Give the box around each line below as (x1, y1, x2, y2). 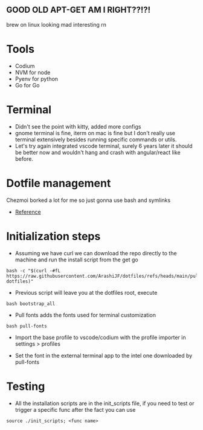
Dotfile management (6, 176, 111, 190)
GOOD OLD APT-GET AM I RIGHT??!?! (6, 5, 151, 15)
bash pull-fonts (6, 323, 47, 329)
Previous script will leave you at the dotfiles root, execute (14, 289, 158, 296)
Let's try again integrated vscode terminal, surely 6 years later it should (14, 142, 193, 149)
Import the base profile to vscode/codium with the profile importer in (14, 334, 186, 341)
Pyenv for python (14, 75, 59, 82)
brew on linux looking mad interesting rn (6, 21, 107, 28)
